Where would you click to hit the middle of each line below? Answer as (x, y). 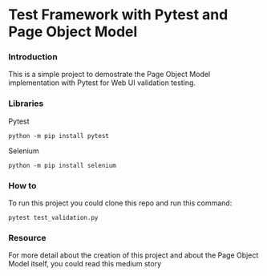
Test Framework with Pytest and (118, 15)
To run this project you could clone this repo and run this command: (120, 203)
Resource (27, 238)
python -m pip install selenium (62, 165)
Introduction (33, 57)
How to (22, 185)
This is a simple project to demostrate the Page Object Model (109, 75)
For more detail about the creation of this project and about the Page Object (133, 255)
